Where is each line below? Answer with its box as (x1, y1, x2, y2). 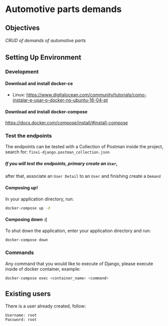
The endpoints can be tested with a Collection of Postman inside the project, (5, 144, 163, 150)
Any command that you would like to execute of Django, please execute (5, 260, 153, 267)
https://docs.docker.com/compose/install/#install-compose (5, 120, 128, 126)
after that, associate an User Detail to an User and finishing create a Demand (5, 173, 161, 179)
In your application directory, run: (5, 196, 74, 202)
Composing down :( (5, 216, 47, 223)
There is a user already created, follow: (5, 303, 86, 309)
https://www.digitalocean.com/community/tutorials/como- (26, 91, 147, 97)
